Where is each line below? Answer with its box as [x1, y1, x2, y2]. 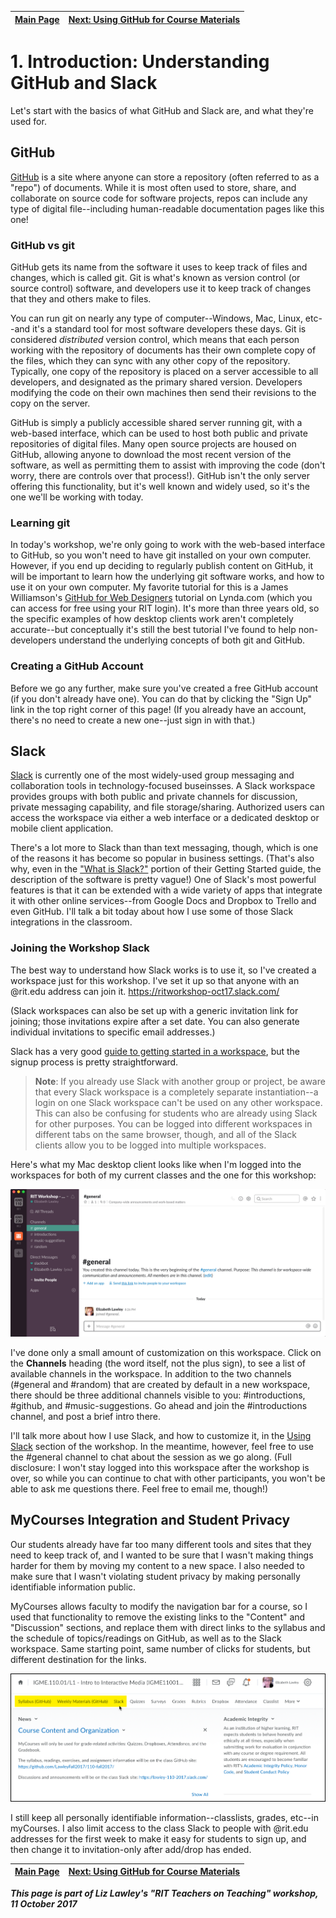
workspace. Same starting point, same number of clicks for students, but [10, 1642, 311, 1655]
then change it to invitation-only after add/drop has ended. [10, 1843, 252, 1855]
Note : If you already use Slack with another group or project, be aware [34, 1075, 326, 1087]
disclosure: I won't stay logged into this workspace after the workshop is [10, 1462, 310, 1473]
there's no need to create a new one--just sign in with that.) [10, 714, 256, 726]
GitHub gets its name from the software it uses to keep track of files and [10, 261, 308, 273]
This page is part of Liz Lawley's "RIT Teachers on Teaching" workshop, [10, 1887, 319, 1899]
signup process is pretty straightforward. [10, 1056, 179, 1068]
